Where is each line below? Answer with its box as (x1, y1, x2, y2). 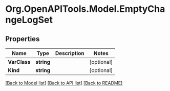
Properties (5, 34, 40, 43)
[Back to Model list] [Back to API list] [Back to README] (5, 80, 123, 86)
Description (55, 50, 84, 57)
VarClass (8, 59, 31, 65)
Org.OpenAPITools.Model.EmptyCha (5, 3, 165, 15)
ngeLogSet (5, 14, 53, 26)
